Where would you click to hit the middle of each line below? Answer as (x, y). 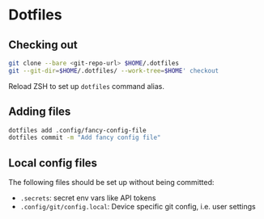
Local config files (53, 163)
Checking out (43, 45)
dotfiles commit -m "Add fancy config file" (85, 138)
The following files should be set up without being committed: (111, 183)
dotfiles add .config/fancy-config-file (78, 130)
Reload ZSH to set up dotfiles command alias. (86, 86)
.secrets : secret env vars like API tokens (88, 198)
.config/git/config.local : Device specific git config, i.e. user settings (138, 207)
